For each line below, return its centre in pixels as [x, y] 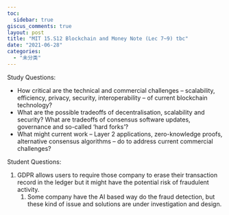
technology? [35, 105]
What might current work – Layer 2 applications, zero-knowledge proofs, [120, 134]
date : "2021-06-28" [35, 45]
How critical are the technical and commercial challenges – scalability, [116, 90]
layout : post [26, 32]
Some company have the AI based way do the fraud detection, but [121, 197]
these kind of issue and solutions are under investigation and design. [124, 204]
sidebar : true [33, 20]
